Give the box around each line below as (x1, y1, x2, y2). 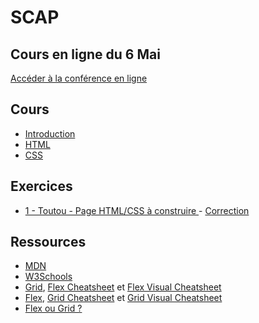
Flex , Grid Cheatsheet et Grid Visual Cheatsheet (24, 292, 223, 304)
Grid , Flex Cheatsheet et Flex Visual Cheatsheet (24, 281, 222, 293)
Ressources (10, 234, 87, 251)
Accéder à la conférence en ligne (10, 72, 148, 84)
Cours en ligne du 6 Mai (10, 46, 161, 63)
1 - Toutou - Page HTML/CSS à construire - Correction (24, 204, 250, 216)
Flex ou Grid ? (24, 302, 83, 315)
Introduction (24, 127, 76, 140)
